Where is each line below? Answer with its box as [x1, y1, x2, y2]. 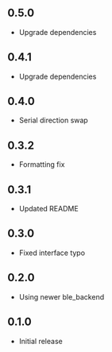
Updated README [18, 204, 79, 214]
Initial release [18, 336, 63, 346]
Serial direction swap [18, 115, 88, 126]
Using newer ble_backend [18, 292, 105, 301]
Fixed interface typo [18, 248, 85, 257]
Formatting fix [18, 160, 65, 169]
